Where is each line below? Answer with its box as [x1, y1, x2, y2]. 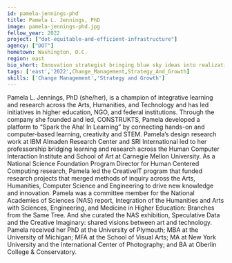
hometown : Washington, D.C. [7, 49, 88, 56]
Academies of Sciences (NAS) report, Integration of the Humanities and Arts [7, 197, 224, 205]
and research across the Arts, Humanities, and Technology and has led [7, 101, 209, 109]
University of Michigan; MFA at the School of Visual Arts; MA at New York [7, 233, 216, 242]
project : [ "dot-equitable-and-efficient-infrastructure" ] [7, 36, 177, 43]
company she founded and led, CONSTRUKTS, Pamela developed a [7, 116, 200, 124]
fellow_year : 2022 [7, 29, 60, 37]
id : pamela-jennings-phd [7, 10, 79, 17]
